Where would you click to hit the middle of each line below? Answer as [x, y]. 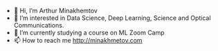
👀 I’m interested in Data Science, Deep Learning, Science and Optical [112, 18]
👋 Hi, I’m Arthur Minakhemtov [56, 11]
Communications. [39, 25]
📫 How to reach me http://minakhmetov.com [78, 40]
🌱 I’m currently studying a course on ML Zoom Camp [89, 32]
